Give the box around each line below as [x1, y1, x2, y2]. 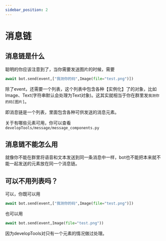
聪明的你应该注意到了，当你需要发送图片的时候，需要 [5, 66, 115, 72]
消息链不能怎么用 [5, 140, 58, 148]
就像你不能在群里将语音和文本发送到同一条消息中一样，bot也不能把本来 [5, 154, 152, 160]
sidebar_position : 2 [5, 7, 48, 13]
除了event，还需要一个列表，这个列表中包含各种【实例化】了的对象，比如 [5, 86, 157, 92]
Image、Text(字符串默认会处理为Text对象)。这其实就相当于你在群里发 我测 [5, 92, 156, 98]
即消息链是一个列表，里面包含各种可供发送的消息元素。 [5, 109, 119, 115]
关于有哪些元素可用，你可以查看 [5, 120, 71, 126]
